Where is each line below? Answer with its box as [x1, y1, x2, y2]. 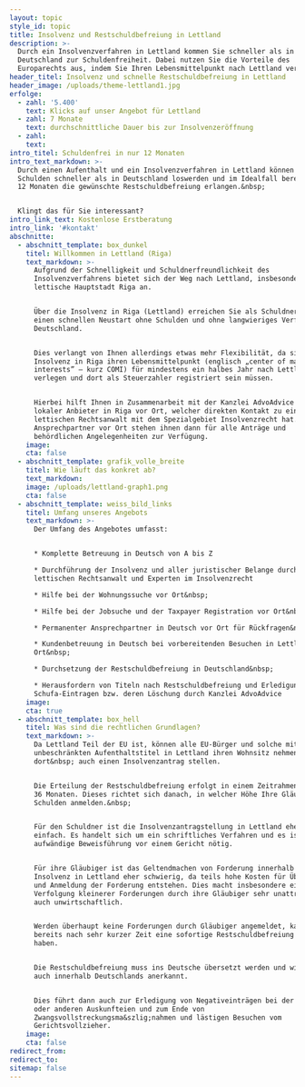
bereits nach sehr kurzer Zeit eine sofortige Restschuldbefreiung [33, 931, 295, 940]
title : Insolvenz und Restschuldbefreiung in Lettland [9, 30, 221, 39]
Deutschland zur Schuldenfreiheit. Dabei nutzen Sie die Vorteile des [17, 55, 290, 65]
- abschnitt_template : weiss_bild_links [17, 499, 172, 509]
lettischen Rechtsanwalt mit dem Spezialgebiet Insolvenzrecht [33, 414, 279, 424]
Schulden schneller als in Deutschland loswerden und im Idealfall [17, 174, 279, 183]
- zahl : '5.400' [17, 97, 79, 107]
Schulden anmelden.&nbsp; [33, 798, 132, 807]
